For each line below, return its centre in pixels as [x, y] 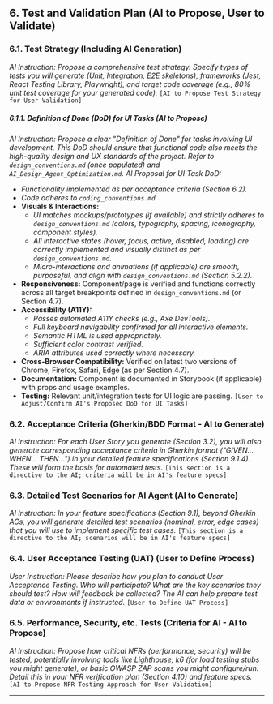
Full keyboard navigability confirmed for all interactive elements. [141, 327]
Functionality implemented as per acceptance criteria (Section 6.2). [134, 189]
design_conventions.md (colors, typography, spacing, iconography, [144, 223]
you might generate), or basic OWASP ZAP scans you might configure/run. [134, 668]
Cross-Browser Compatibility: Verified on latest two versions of [129, 361]
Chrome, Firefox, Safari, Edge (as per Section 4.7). [105, 370]
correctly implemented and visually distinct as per [117, 249]
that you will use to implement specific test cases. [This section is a [126, 530]
